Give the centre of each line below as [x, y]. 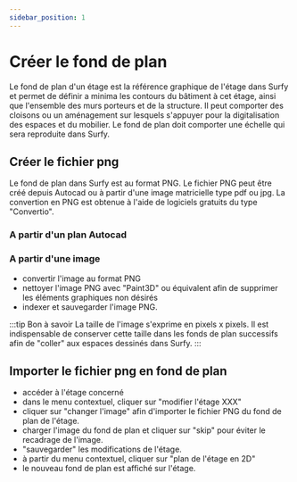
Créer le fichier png [64, 162]
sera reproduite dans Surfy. [59, 134]
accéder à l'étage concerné [73, 393]
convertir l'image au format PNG [81, 278]
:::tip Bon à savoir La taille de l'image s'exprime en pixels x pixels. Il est [139, 324]
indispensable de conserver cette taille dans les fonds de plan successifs [144, 333]
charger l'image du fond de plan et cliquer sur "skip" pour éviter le [144, 430]
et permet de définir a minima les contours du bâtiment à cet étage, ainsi [143, 96]
